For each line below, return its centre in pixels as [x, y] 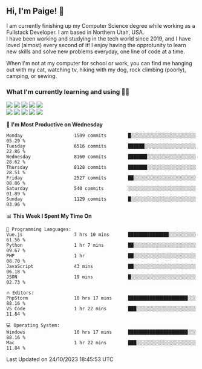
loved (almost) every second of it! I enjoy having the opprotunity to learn [96, 45]
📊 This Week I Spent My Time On [49, 216]
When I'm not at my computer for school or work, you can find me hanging [99, 63]
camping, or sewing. [32, 76]
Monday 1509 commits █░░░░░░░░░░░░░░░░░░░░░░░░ [101, 136]
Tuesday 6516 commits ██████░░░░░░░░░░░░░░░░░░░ [101, 146]
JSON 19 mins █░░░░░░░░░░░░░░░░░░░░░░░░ [101, 277]
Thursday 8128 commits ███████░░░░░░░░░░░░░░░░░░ [101, 168]
